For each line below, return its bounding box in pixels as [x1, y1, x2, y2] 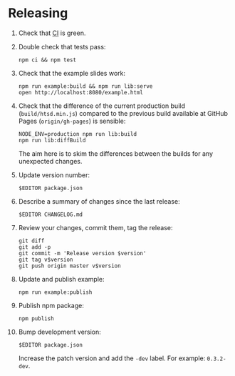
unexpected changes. [18, 157, 83, 165]
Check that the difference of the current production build [18, 102, 186, 110]
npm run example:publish [18, 288, 93, 296]
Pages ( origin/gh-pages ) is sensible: [18, 117, 126, 125]
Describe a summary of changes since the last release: [18, 197, 180, 205]
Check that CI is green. [18, 29, 86, 37]
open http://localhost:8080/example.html [18, 89, 143, 96]
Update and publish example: [18, 274, 105, 283]
